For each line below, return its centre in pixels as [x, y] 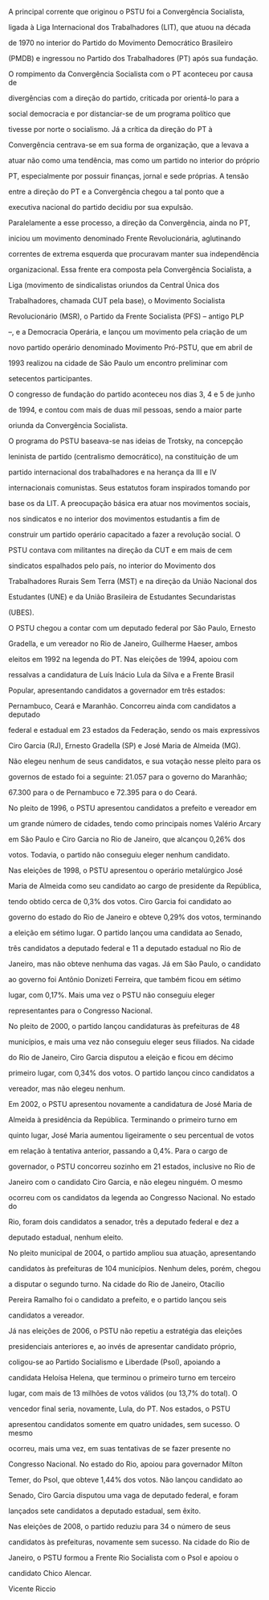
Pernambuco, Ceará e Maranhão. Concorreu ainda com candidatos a [122, 706]
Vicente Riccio [32, 1589]
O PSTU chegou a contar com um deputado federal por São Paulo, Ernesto [132, 628]
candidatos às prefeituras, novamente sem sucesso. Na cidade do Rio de [129, 1542]
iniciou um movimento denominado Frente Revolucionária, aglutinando [124, 238]
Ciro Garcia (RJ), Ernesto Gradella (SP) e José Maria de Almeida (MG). [124, 746]
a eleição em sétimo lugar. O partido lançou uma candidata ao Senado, [125, 933]
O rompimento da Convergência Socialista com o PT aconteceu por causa [131, 74]
